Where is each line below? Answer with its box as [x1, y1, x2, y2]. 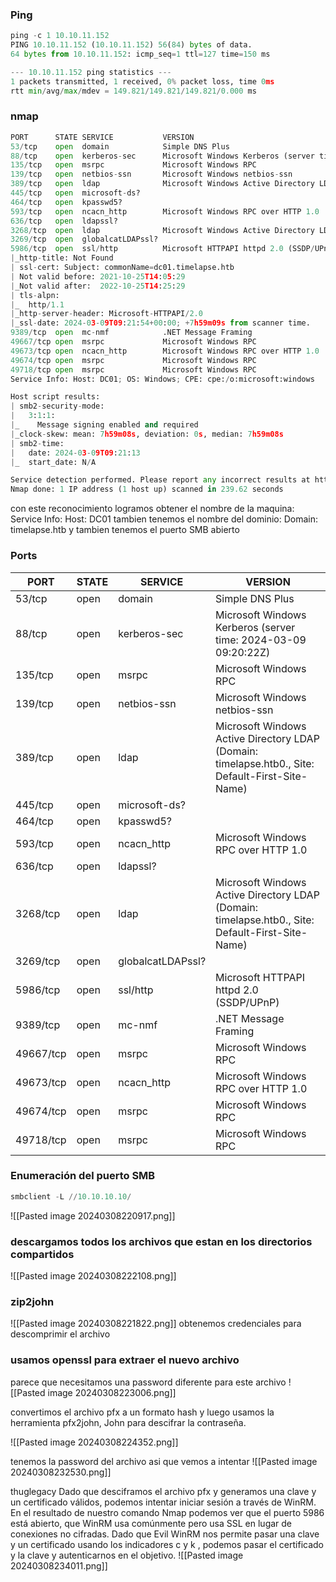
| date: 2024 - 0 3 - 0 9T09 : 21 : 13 [10, 448, 141, 458]
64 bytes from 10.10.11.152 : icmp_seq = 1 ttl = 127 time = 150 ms [10, 49, 271, 60]
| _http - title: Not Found [10, 253, 114, 263]
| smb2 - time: [10, 438, 65, 448]
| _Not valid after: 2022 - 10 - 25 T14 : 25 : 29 [10, 281, 186, 291]
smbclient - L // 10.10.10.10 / [10, 1191, 132, 1202]
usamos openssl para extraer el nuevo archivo [10, 1353, 240, 1367]
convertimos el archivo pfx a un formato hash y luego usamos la [10, 1406, 275, 1418]
